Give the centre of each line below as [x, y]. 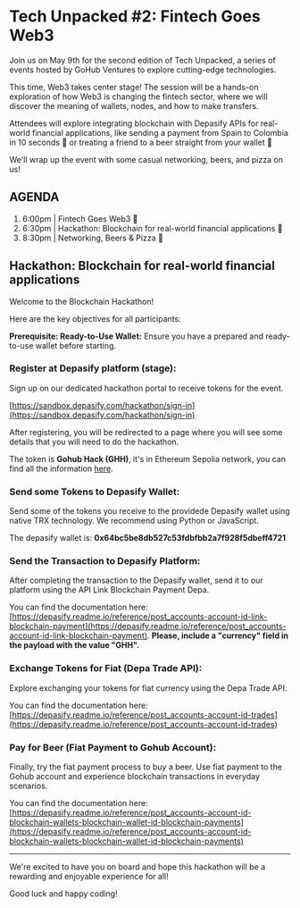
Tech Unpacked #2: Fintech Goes [135, 17]
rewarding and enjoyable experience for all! [89, 877]
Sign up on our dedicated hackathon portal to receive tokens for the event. [146, 388]
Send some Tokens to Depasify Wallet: [95, 492]
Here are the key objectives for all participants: [95, 318]
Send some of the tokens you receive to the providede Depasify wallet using [150, 511]
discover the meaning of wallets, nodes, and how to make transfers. [134, 105]
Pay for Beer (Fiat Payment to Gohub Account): [113, 747]
